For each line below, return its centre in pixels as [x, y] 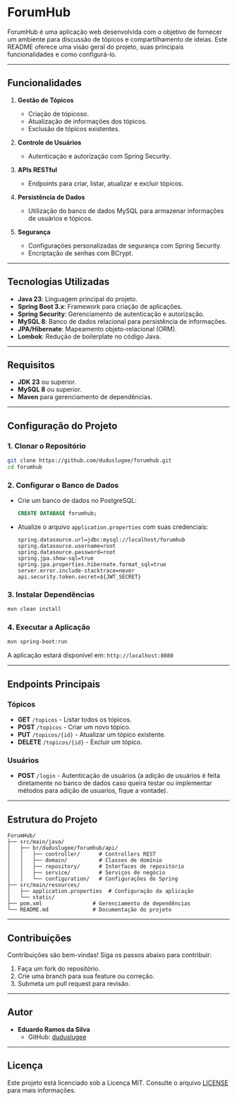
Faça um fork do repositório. [59, 968]
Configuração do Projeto [62, 426]
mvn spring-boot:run [38, 642]
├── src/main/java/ [36, 842]
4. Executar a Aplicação [49, 627]
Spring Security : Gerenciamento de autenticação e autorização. [111, 314]
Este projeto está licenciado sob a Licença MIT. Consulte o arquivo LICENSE [118, 1083]
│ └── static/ [31, 898]
